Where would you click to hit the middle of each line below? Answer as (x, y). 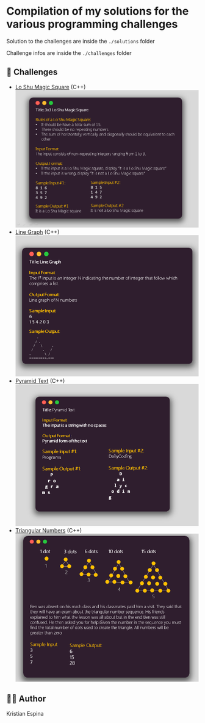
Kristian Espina (25, 713)
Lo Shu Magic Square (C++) (50, 87)
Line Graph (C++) (37, 232)
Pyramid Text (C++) (40, 380)
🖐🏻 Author (26, 699)
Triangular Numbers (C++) (49, 530)
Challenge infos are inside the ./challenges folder (69, 53)
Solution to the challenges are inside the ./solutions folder (81, 41)
